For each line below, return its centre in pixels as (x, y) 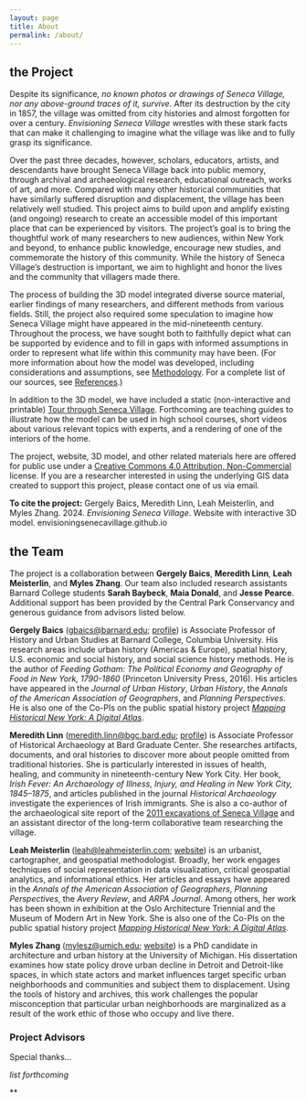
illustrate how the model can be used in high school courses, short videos (148, 419)
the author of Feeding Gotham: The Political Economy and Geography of (146, 669)
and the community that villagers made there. (95, 277)
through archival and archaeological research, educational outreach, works (151, 180)
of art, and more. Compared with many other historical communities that (145, 189)
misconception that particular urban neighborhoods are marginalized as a (148, 1004)
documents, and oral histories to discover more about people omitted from (149, 754)
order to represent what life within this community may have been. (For (143, 353)
